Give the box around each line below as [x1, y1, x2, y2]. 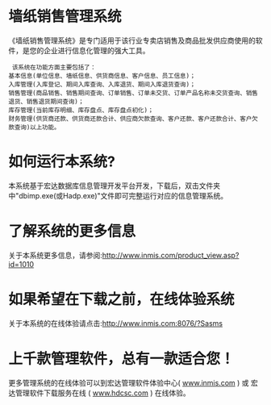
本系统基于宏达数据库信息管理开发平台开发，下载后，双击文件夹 [8, 181, 220, 190]
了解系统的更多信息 [8, 223, 136, 240]
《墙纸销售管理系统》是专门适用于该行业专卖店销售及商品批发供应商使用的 [8, 35, 256, 45]
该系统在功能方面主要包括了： [11, 63, 97, 71]
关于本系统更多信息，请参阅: [8, 250, 103, 260]
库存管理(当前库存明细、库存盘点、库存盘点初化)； [8, 106, 154, 114]
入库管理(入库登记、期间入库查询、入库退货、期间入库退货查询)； [8, 80, 196, 89]
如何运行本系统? [8, 152, 115, 171]
